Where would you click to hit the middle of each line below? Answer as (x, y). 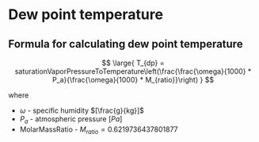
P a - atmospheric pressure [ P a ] (71, 120)
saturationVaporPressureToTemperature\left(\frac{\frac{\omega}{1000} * (133, 71)
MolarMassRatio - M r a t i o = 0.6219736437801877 (99, 130)
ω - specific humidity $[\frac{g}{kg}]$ (82, 110)
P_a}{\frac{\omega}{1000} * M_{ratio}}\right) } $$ (133, 80)
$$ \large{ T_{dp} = (133, 63)
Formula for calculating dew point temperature (126, 44)
